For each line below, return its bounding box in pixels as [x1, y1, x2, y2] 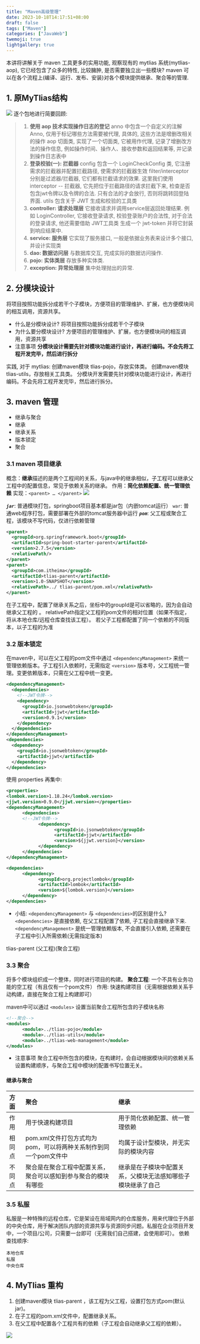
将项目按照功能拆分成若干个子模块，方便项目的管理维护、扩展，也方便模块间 [6, 300, 194, 307]
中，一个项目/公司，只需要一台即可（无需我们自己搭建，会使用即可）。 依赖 [6, 1230, 189, 1237]
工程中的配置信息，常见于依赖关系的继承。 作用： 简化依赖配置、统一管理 [6, 482, 185, 489]
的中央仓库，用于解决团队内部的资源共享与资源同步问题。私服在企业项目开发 [6, 1222, 194, 1229]
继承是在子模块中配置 [118, 1163, 179, 1171]
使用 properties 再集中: [6, 776, 62, 783]
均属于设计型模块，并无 [118, 1138, 185, 1147]
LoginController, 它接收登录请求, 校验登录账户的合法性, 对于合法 [36, 212, 193, 219]
